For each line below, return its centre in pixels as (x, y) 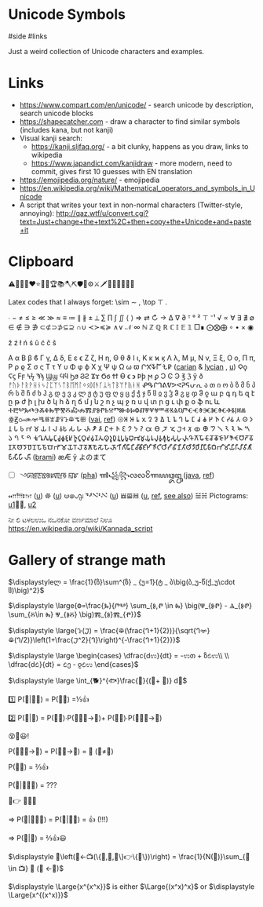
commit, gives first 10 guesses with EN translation (111, 171)
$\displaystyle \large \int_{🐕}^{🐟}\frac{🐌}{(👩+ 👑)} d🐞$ (98, 680)
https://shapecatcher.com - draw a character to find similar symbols (130, 121)
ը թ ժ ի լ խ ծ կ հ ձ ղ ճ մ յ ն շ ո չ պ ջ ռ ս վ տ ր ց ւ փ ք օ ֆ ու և (114, 401)
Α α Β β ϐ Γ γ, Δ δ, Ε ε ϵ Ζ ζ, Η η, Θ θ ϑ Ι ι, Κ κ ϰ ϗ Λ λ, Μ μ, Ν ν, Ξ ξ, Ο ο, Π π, (132, 358)
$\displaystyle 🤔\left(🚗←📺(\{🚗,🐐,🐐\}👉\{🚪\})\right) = (93, 856)
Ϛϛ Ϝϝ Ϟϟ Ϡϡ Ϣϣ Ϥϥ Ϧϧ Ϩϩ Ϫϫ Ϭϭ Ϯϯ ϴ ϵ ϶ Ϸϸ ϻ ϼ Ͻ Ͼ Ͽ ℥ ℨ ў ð (106, 376)
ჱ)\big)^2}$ (26, 590)
